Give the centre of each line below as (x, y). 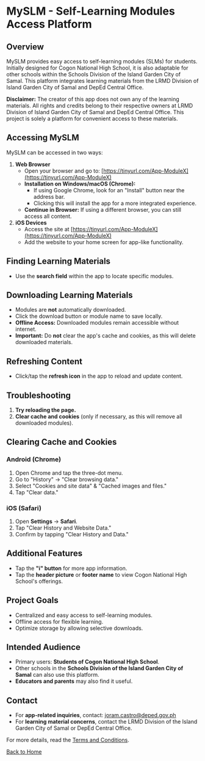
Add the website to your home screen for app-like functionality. (104, 242)
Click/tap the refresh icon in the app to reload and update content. (99, 376)
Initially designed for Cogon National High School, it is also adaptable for (97, 68)
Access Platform (49, 24)
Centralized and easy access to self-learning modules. (84, 615)
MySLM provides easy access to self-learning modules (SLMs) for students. (102, 61)
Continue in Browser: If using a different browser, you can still (103, 209)
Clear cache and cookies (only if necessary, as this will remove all (99, 417)
